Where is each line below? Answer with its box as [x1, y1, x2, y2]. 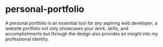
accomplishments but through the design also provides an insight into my [5, 30, 158, 36]
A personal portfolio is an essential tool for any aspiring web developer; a [5, 20, 158, 26]
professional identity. [5, 36, 49, 42]
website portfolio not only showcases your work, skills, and [5, 25, 129, 31]
